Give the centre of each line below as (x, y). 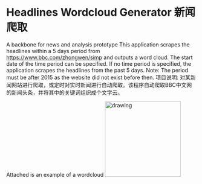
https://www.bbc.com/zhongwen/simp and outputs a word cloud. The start (99, 57)
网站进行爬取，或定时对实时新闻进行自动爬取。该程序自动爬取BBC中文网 (102, 84)
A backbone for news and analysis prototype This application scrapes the (98, 44)
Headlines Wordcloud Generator (89, 12)
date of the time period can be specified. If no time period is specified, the (99, 63)
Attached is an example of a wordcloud (55, 174)
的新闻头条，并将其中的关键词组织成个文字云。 (64, 92)
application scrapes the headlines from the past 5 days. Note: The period (97, 70)
